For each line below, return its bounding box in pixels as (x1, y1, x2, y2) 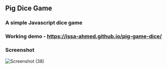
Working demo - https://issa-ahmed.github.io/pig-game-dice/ (5, 33, 162, 40)
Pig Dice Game (5, 4, 52, 13)
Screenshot (5, 47, 34, 54)
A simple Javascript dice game (5, 19, 82, 26)
